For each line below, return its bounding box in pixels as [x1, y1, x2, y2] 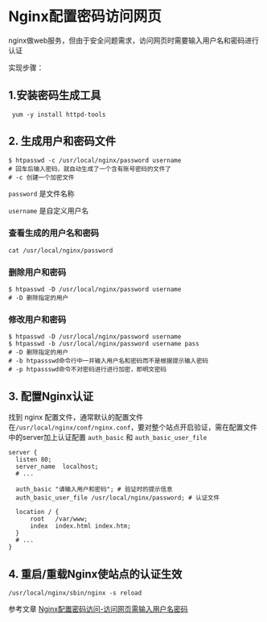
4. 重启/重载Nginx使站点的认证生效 [8, 567, 183, 581]
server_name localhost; [15, 462, 99, 471]
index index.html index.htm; [29, 522, 131, 530]
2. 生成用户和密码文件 [8, 135, 117, 148]
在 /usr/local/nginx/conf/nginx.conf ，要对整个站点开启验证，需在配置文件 [8, 422, 258, 432]
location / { [15, 508, 60, 516]
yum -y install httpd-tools [11, 110, 106, 118]
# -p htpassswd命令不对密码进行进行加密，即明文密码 [8, 366, 167, 374]
